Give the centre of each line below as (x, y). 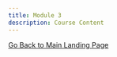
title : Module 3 (35, 15)
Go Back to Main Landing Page (58, 45)
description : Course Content (56, 23)
